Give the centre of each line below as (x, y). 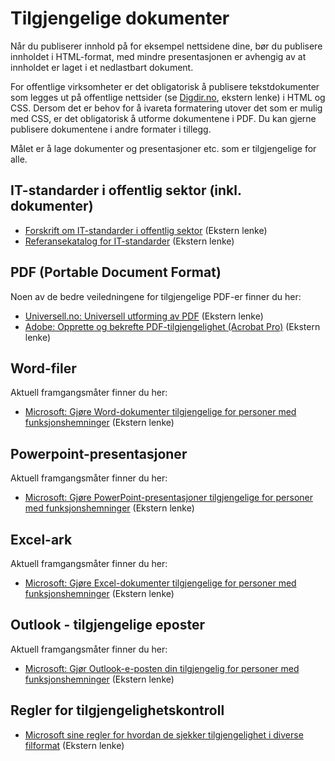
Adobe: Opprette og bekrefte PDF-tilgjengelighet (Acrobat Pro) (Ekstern (172, 326)
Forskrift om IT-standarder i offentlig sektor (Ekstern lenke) (146, 230)
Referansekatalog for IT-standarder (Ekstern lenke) (129, 241)
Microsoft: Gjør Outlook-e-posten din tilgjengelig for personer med (162, 668)
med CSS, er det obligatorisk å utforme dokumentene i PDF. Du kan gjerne (163, 118)
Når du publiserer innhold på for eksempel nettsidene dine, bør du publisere (166, 46)
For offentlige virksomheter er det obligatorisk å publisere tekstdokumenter (165, 86)
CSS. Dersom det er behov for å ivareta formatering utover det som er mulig (166, 108)
